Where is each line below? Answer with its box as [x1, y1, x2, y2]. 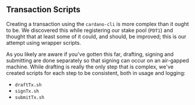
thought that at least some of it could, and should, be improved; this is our [6, 32, 187, 40]
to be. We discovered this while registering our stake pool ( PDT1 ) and [6, 27, 173, 34]
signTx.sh [14, 88, 40, 94]
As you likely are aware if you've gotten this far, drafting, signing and [6, 50, 174, 58]
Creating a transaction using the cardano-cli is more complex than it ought [6, 20, 189, 27]
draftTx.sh [14, 82, 42, 88]
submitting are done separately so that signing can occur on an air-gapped [6, 57, 189, 64]
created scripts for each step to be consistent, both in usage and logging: [6, 69, 186, 76]
